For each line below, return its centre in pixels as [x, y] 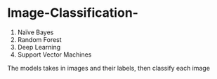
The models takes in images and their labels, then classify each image [109, 68]
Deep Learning [39, 47]
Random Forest [39, 39]
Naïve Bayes [35, 32]
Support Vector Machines [54, 55]
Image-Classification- [73, 13]
